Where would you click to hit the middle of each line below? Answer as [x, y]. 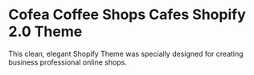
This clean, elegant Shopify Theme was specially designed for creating [126, 53]
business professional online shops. [68, 62]
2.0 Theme [45, 32]
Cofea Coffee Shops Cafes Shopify [127, 15]
